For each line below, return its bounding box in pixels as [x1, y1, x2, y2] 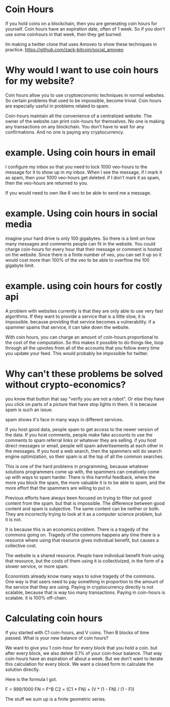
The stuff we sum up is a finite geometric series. [5, 696, 107, 702]
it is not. [5, 516, 22, 523]
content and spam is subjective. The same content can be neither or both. [5, 505, 160, 511]
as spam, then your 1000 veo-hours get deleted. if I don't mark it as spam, [5, 174, 160, 180]
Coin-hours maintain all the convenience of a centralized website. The [5, 113, 152, 119]
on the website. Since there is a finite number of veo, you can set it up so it [5, 251, 162, 258]
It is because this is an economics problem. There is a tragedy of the [5, 526, 149, 532]
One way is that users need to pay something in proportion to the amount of [5, 578, 164, 584]
